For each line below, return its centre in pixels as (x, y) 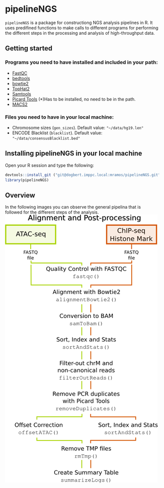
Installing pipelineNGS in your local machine (74, 154)
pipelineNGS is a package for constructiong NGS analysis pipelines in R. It (79, 23)
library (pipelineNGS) (27, 180)
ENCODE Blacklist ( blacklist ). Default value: (57, 133)
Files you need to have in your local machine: (59, 117)
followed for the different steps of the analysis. (52, 212)
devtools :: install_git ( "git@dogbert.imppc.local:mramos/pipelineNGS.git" (83, 175)
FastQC (20, 73)
